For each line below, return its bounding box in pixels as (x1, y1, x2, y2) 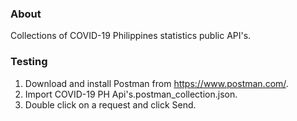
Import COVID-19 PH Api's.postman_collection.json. (24, 88, 238, 100)
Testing (10, 55, 48, 69)
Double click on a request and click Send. (24, 98, 197, 111)
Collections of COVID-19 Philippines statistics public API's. (10, 30, 252, 42)
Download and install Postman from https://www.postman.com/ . (24, 77, 289, 89)
